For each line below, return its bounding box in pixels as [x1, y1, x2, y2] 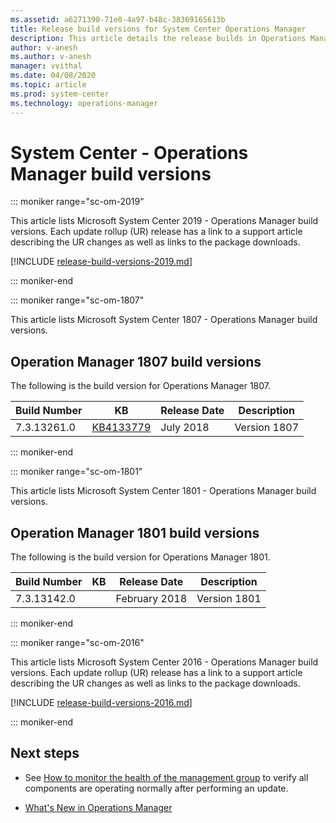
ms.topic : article [10, 80, 87, 90]
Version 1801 [196, 592, 262, 606]
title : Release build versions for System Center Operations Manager [10, 24, 307, 34]
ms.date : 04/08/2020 [10, 71, 97, 81]
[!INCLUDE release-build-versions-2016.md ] [10, 697, 193, 709]
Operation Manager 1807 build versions [10, 353, 262, 370]
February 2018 [115, 592, 188, 606]
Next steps [10, 745, 80, 762]
